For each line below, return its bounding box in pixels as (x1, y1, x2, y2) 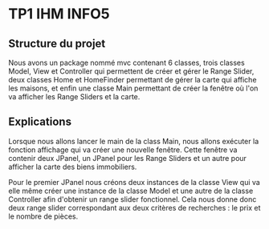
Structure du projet (8, 37, 106, 50)
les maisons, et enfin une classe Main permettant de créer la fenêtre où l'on (8, 83, 259, 93)
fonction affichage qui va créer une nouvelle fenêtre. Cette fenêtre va (8, 145, 238, 155)
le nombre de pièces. (8, 211, 79, 221)
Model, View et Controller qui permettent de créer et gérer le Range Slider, (8, 66, 255, 76)
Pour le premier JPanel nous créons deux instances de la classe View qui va (8, 177, 261, 187)
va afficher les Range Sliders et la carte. (8, 92, 141, 101)
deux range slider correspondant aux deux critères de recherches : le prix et (8, 203, 261, 212)
